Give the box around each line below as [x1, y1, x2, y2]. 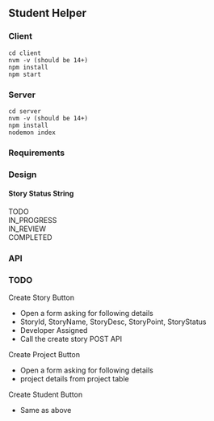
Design [8, 169, 37, 180]
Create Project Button [8, 350, 81, 360]
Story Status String [8, 189, 74, 199]
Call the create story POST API [19, 335, 123, 344]
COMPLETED [8, 233, 52, 242]
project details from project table [19, 374, 129, 384]
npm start [8, 70, 42, 78]
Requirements [8, 147, 65, 158]
